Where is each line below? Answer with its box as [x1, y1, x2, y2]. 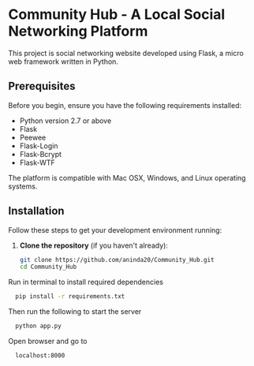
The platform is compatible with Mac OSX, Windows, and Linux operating [8, 173, 246, 182]
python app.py [15, 322, 62, 331]
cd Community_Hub [19, 263, 77, 271]
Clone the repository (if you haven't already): [19, 241, 168, 250]
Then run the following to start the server [8, 307, 142, 316]
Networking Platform [8, 22, 148, 40]
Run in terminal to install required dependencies [8, 278, 164, 287]
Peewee [19, 133, 47, 142]
